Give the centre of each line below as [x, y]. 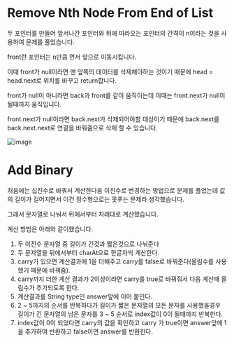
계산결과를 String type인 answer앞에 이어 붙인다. [85, 296]
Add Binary [40, 170]
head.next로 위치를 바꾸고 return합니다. [62, 80]
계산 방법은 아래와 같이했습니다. [50, 228]
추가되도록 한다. [58, 287]
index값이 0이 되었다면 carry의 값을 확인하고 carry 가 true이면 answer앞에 [120, 322]
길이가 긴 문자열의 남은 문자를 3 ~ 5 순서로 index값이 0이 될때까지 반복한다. [120, 314]
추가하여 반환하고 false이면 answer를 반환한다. [89, 331]
